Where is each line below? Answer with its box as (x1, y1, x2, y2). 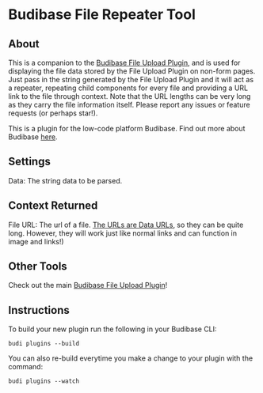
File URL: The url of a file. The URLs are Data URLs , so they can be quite (8, 220, 244, 229)
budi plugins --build (8, 340, 80, 348)
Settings (8, 155, 51, 168)
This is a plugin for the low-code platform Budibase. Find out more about (8, 124, 246, 133)
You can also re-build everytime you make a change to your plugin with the (8, 353, 253, 363)
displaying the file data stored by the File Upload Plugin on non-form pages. (8, 66, 256, 76)
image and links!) (8, 236, 65, 246)
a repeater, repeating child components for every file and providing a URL (8, 83, 248, 93)
